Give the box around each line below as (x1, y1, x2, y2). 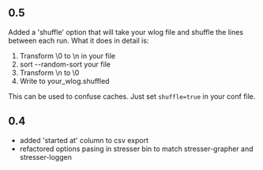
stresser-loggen (19, 152, 73, 161)
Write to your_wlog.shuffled (19, 76, 110, 85)
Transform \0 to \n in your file (19, 51, 116, 60)
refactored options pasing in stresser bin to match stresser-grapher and (19, 144, 254, 153)
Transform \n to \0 (19, 67, 80, 77)
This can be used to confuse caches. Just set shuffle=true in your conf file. (8, 91, 256, 101)
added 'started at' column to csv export (19, 135, 148, 145)
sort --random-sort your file (19, 59, 111, 69)
